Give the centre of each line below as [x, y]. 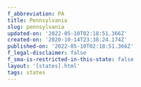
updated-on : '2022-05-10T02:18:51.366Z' [68, 33]
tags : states [26, 72]
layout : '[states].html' [44, 66]
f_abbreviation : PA [36, 14]
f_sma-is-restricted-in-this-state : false [70, 60]
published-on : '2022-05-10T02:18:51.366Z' [70, 46]
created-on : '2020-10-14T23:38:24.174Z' [68, 40]
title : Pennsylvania [38, 20]
